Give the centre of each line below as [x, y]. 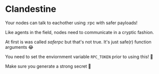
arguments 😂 [19, 47]
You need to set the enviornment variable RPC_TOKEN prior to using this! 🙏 [79, 56]
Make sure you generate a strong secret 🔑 [48, 66]
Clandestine [31, 9]
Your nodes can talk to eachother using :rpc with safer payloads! [71, 23]
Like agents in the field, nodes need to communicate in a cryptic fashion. [79, 32]
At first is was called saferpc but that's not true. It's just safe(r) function [78, 42]
